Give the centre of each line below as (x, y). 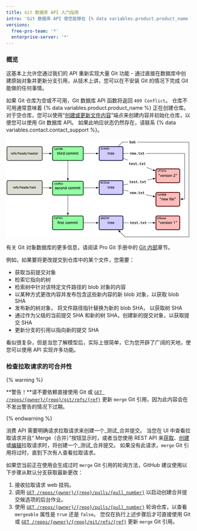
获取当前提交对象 (35, 273)
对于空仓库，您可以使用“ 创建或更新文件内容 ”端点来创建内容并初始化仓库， (96, 115)
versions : (18, 25)
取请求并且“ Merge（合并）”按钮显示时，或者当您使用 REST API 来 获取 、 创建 (98, 438)
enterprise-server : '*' (40, 37)
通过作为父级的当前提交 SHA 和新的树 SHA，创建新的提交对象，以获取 (99, 315)
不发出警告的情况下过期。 (37, 406)
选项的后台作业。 (45, 499)
